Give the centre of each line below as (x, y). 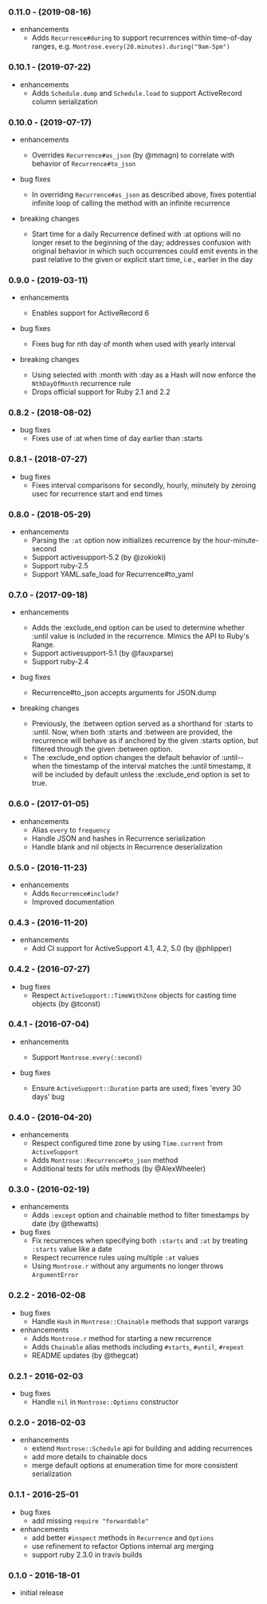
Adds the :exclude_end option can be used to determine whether (138, 628)
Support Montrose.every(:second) (87, 1057)
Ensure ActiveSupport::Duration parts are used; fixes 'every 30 (136, 1088)
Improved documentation (73, 902)
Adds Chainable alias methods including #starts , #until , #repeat (138, 1347)
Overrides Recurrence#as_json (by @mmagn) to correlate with (133, 155)
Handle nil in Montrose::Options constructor (105, 1402)
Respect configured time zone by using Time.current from (127, 1143)
